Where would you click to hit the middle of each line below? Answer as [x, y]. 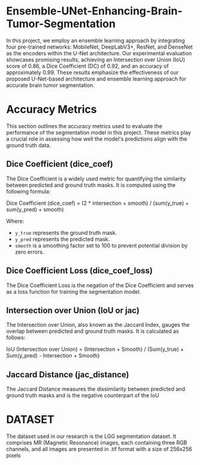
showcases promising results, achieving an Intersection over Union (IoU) [96, 59]
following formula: [28, 191]
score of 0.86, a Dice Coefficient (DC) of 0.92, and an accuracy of [87, 66]
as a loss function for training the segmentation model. [74, 291]
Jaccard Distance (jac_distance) [68, 375]
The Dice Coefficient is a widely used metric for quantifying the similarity [96, 178]
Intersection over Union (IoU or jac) [73, 310]
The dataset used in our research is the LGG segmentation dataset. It [91, 436]
